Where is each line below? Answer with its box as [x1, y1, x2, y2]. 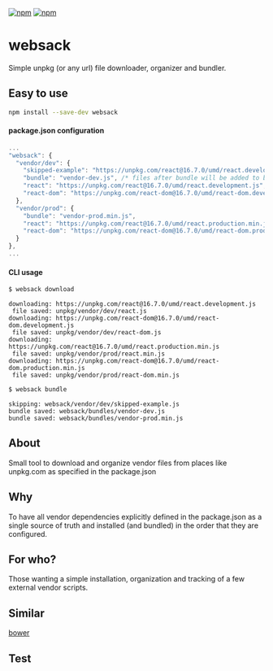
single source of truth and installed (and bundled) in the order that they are [8, 521, 258, 530]
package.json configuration [8, 126, 105, 136]
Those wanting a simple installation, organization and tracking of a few [8, 574, 245, 584]
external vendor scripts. [8, 582, 89, 593]
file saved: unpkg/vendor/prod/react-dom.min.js [11, 371, 180, 380]
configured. [8, 529, 47, 538]
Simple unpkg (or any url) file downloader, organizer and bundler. [8, 63, 227, 72]
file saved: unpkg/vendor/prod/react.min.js [11, 350, 165, 358]
